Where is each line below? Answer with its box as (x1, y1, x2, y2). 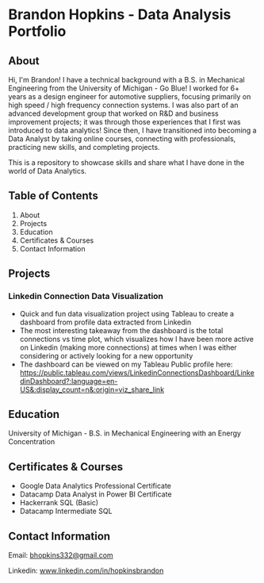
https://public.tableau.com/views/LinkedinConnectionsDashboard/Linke (19, 367, 255, 378)
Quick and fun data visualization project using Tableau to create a (19, 309, 235, 318)
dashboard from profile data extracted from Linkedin (19, 317, 192, 327)
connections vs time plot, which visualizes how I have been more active (19, 334, 254, 343)
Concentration (8, 437, 55, 447)
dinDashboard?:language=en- (19, 376, 118, 385)
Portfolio (8, 22, 67, 40)
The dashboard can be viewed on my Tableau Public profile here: (19, 359, 233, 369)
